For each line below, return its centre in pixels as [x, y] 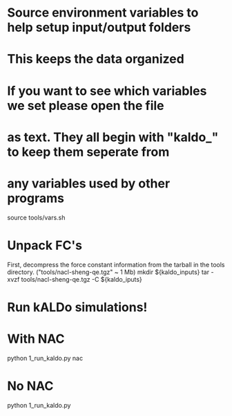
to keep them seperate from [88, 152]
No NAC [30, 386]
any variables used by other [89, 183]
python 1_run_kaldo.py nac [45, 358]
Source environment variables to [103, 13]
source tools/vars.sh [36, 217]
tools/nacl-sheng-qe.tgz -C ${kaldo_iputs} [82, 279]
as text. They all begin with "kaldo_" [113, 137]
